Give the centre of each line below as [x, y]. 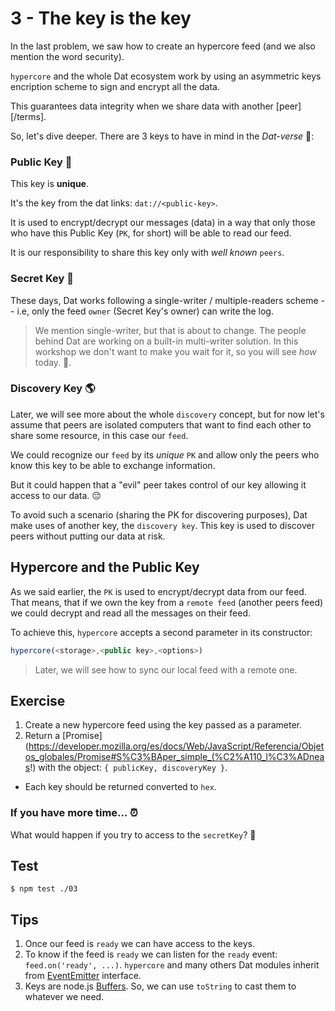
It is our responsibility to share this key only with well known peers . [147, 253]
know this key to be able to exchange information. [113, 465]
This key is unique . [49, 184]
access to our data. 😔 [56, 495]
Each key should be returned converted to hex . [120, 787]
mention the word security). [67, 56]
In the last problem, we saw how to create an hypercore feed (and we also [163, 46]
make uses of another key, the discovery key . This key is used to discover [162, 525]
